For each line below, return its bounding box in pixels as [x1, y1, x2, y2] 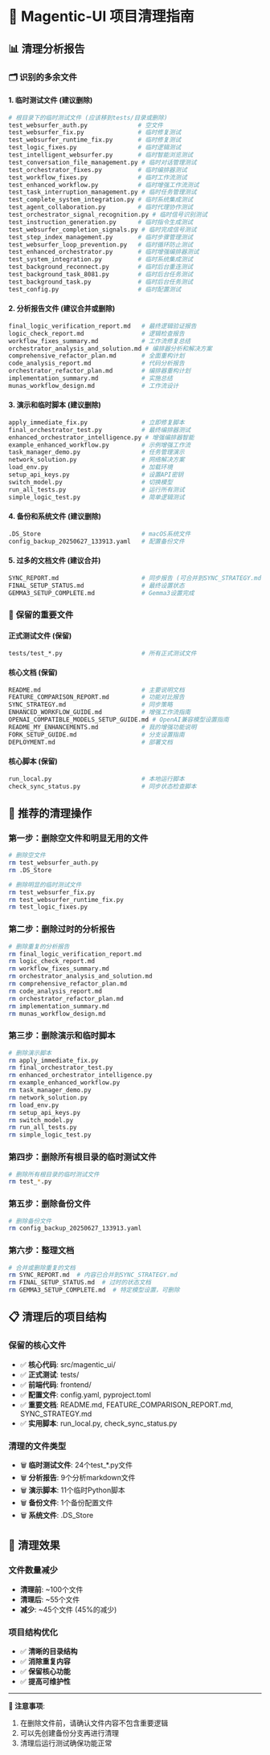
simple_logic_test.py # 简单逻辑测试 [8, 493, 185, 501]
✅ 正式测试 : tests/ [19, 1369, 80, 1379]
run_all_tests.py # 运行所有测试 [8, 485, 185, 494]
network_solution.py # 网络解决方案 [8, 455, 185, 464]
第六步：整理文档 [8, 1245, 75, 1256]
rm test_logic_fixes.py [8, 903, 88, 912]
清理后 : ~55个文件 [19, 1594, 80, 1604]
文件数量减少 [8, 1565, 59, 1576]
